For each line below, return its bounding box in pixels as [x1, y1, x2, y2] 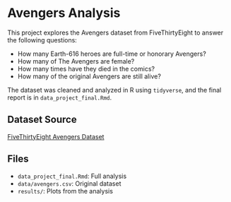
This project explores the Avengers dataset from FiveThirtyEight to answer [7, 28, 224, 37]
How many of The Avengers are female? [17, 57, 135, 65]
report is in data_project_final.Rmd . [7, 93, 112, 102]
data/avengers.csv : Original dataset [17, 179, 122, 188]
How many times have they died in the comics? [17, 64, 155, 73]
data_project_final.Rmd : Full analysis [17, 172, 127, 180]
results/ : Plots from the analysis [17, 186, 113, 195]
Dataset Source [7, 114, 77, 126]
